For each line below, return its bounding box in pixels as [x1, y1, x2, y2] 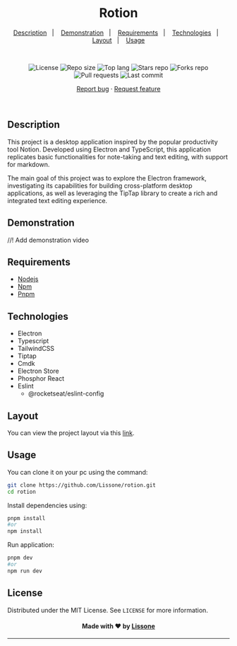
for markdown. [7, 160, 50, 168]
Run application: [7, 541, 54, 549]
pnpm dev [7, 554, 33, 562]
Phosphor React [17, 374, 65, 383]
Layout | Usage [92, 35, 145, 44]
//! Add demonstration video [7, 236, 90, 244]
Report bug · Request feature [76, 84, 161, 93]
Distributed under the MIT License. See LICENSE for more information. [7, 606, 208, 614]
